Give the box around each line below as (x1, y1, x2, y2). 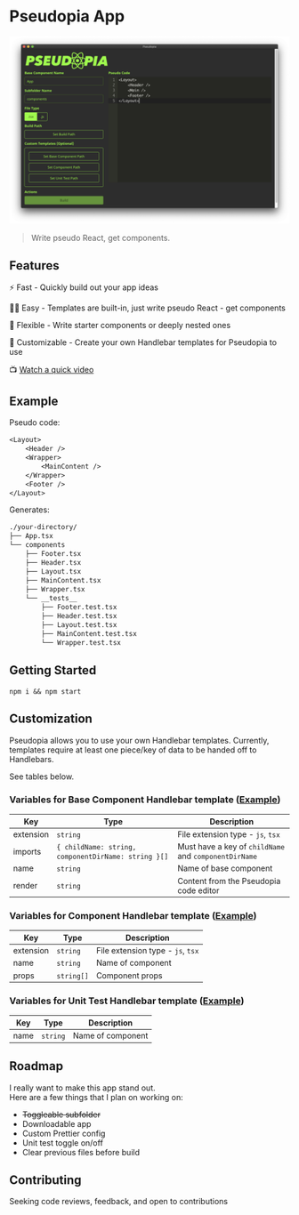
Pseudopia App (9, 6, 125, 27)
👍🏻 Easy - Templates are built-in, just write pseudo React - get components (9, 302, 287, 313)
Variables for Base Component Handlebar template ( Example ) (9, 793, 281, 806)
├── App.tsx (9, 532, 53, 541)
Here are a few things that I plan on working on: (9, 1091, 184, 1102)
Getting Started (9, 663, 97, 678)
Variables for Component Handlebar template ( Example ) (9, 910, 257, 922)
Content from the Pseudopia (177, 875, 281, 886)
